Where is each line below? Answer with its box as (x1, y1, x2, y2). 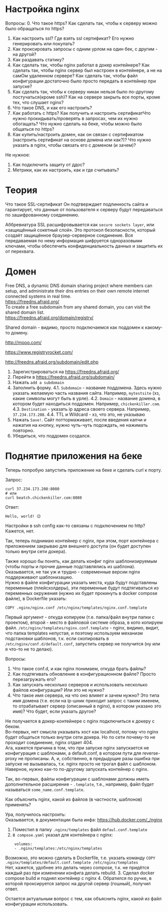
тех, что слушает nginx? (12, 99, 64, 105)
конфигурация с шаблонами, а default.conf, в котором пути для (5, 750, 142, 756)
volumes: (14, 841, 33, 847)
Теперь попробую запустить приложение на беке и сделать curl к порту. (5, 467, 162, 473)
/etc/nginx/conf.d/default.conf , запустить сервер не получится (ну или (5, 641, 160, 647)
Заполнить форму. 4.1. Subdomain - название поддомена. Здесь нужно (12, 385, 162, 391)
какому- (145, 324, 163, 330)
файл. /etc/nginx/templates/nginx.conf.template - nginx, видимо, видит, (5, 624, 159, 630)
